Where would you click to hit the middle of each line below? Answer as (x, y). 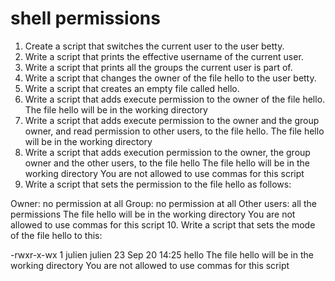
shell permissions (85, 18)
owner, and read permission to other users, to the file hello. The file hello (174, 131)
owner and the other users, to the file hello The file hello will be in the (167, 163)
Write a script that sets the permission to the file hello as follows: (158, 184)
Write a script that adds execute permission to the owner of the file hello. (175, 99)
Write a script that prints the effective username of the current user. (164, 56)
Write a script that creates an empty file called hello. (132, 88)
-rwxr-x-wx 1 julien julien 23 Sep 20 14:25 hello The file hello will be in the (162, 254)
